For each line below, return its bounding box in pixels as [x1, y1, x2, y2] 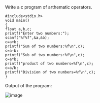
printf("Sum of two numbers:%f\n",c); [5, 44, 85, 49]
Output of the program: [5, 83, 52, 88]
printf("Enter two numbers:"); [5, 31, 69, 36]
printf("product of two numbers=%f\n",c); [5, 61, 94, 66]
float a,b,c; [5, 27, 32, 32]
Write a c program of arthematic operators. [5, 4, 93, 10]
